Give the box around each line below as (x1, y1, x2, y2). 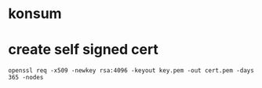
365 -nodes (8, 74, 44, 82)
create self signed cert (8, 41, 159, 59)
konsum (8, 5, 62, 23)
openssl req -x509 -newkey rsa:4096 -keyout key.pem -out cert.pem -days (8, 67, 255, 75)
